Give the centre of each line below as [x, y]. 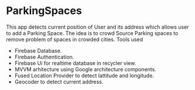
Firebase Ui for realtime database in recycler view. [75, 63]
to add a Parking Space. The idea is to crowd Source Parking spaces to [92, 33]
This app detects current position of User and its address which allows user [97, 27]
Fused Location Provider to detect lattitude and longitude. [84, 75]
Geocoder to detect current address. [59, 82]
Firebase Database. [38, 50]
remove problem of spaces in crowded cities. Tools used [75, 39]
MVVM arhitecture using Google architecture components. [85, 69]
